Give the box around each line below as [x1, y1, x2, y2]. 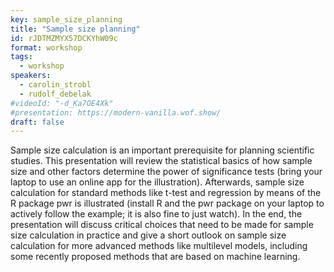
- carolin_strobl [19, 80, 92, 90]
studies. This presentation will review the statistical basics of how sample [10, 155, 313, 167]
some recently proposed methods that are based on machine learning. [10, 251, 301, 263]
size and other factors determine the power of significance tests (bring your [10, 166, 323, 178]
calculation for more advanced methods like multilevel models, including [10, 240, 308, 252]
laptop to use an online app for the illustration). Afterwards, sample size [10, 176, 305, 188]
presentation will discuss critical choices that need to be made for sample [10, 219, 314, 231]
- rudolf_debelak [19, 89, 92, 99]
